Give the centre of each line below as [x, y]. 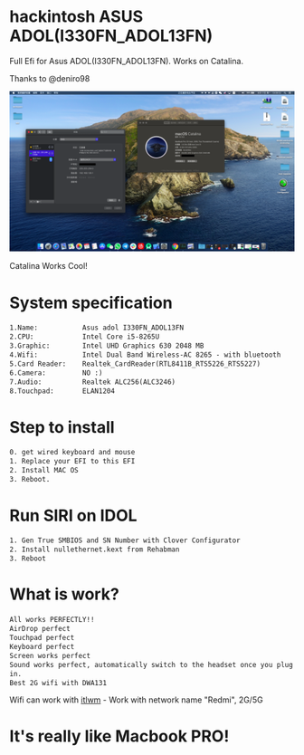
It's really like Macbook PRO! [119, 736]
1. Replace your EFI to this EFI [72, 462]
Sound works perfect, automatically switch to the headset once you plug [152, 665]
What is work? [64, 594]
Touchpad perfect [42, 638]
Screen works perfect [50, 656]
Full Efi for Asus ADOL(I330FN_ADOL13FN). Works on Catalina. [127, 61]
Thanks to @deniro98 [50, 78]
